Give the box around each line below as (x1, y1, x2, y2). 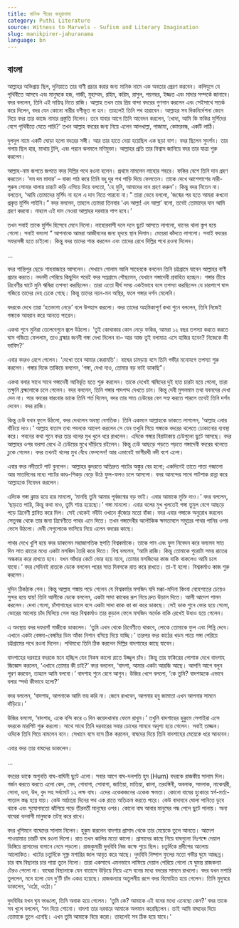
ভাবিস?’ (7, 341, 24, 349)
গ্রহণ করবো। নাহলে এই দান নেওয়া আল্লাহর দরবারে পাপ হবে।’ (7, 206, 132, 215)
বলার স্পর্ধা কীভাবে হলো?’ (7, 677, 59, 686)
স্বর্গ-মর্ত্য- (210, 787, 230, 796)
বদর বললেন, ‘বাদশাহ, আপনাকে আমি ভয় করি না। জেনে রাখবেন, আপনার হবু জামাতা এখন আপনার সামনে (7, 691, 216, 700)
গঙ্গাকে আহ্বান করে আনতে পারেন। (7, 311, 77, 319)
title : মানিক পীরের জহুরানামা (7, 10, 71, 18)
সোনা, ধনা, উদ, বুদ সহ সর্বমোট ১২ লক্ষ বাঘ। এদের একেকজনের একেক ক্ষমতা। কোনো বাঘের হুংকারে (7, 787, 209, 796)
